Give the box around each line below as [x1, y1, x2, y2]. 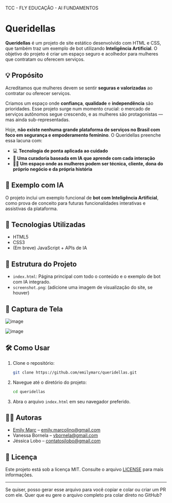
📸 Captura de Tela [5, 305, 63, 313]
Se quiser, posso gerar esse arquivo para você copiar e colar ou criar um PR [5, 487, 166, 493]
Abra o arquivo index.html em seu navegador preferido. [12, 398, 131, 404]
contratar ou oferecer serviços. [5, 90, 71, 96]
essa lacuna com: [5, 137, 42, 143]
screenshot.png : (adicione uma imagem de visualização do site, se [12, 284, 153, 290]
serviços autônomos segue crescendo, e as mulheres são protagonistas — [5, 111, 163, 117]
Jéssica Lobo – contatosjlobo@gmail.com [12, 438, 101, 444]
